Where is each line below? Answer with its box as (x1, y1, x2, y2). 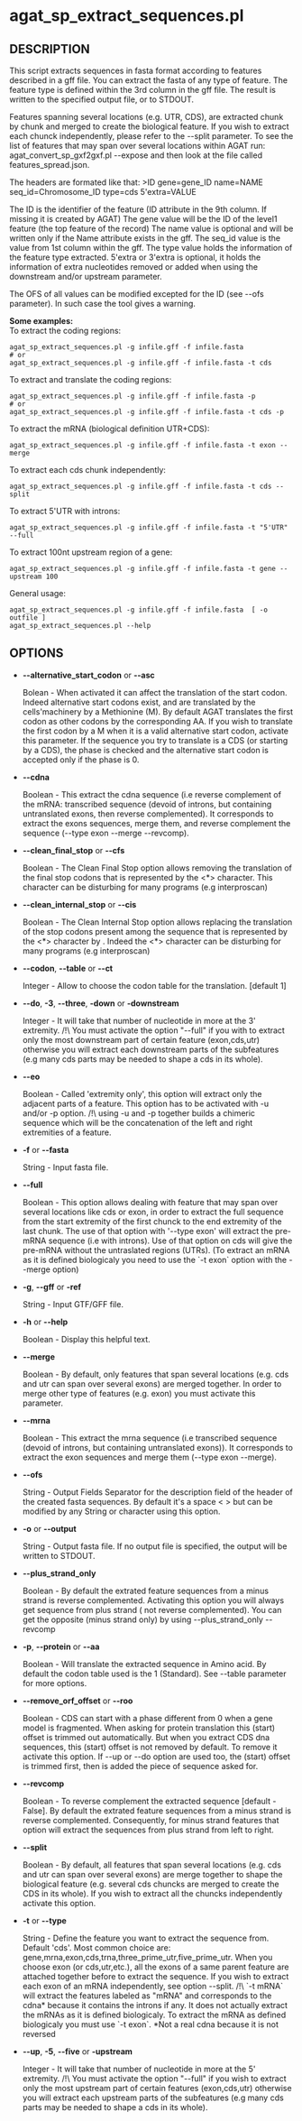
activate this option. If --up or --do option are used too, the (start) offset (22, 1751, 291, 1762)
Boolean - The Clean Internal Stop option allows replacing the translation (22, 917, 293, 927)
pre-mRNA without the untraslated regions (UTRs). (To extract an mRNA (22, 1244, 290, 1255)
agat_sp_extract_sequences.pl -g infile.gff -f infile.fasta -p (9, 392, 256, 401)
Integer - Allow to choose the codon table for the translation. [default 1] (22, 980, 287, 991)
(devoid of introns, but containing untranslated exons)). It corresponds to (22, 1442, 293, 1452)
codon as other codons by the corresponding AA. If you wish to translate (22, 715, 293, 726)
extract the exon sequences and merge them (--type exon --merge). (22, 1452, 278, 1462)
